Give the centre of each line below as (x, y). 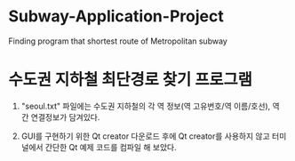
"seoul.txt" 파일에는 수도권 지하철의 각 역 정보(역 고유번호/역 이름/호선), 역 (151, 106)
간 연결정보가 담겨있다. (60, 117)
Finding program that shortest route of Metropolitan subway (118, 41)
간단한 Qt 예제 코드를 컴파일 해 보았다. (111, 147)
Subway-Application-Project (116, 16)
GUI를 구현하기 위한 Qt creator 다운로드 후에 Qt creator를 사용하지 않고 (145, 136)
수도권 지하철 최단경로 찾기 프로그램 (130, 80)
